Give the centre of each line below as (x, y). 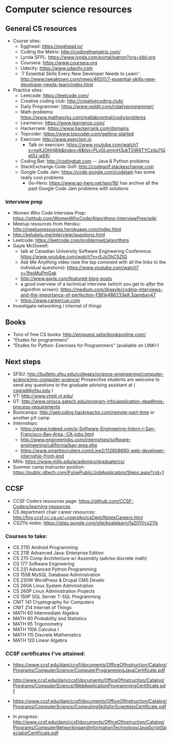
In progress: (25, 717)
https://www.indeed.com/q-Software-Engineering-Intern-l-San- (88, 429)
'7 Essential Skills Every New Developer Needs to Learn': (81, 74)
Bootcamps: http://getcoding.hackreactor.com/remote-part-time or (84, 412)
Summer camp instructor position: (49, 467)
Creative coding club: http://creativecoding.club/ (72, 101)
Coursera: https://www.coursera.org (59, 63)
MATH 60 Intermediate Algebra (46, 613)
